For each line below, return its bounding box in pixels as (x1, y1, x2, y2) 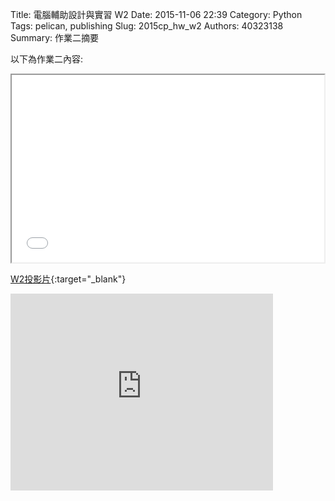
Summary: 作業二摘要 (10, 32, 99, 43)
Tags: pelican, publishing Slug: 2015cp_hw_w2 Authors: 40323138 (10, 20, 284, 32)
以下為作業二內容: (10, 53, 84, 65)
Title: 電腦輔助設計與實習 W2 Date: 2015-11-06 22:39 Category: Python (10, 9, 303, 20)
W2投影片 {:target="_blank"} (10, 273, 127, 285)
